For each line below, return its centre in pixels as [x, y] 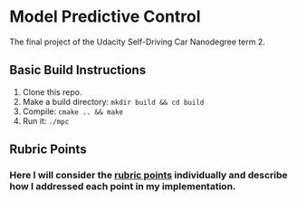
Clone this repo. [52, 91]
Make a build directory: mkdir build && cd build [113, 101]
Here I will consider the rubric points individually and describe [148, 176]
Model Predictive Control [105, 17]
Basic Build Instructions [78, 70]
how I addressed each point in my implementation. [123, 187]
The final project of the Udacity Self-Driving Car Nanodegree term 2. [137, 42]
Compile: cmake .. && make [73, 111]
